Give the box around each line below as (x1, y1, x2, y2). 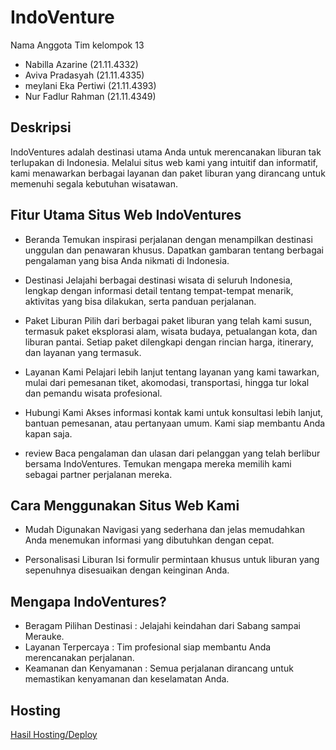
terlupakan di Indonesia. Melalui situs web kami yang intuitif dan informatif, (10, 156, 319, 168)
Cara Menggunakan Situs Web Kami (10, 497, 240, 514)
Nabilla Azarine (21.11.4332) (24, 58, 139, 70)
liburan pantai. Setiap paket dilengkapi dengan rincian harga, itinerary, (24, 336, 314, 348)
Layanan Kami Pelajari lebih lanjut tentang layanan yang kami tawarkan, (24, 366, 320, 378)
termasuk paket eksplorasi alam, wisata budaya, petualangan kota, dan (24, 325, 318, 337)
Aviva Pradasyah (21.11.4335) (24, 69, 145, 81)
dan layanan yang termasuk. (24, 346, 142, 358)
